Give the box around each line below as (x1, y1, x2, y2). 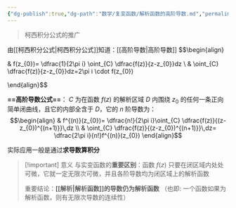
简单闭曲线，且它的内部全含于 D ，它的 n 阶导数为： (7, 105, 157, 113)
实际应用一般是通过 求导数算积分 (7, 145, 100, 155)
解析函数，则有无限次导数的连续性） (24, 193, 130, 202)
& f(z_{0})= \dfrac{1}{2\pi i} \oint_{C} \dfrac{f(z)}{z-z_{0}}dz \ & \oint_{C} (7, 59, 219, 67)
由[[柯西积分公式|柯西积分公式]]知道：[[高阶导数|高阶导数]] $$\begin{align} (7, 45, 225, 53)
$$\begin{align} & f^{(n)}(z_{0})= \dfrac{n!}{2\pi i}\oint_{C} (9, 117, 181, 125)
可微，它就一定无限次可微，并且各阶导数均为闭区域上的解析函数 (24, 169, 209, 178)
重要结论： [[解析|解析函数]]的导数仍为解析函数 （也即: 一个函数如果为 (24, 184, 227, 193)
